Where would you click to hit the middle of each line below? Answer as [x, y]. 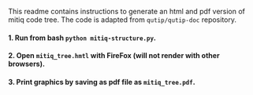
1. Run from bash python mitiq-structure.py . [82, 38]
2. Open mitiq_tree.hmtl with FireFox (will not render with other [114, 56]
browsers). [27, 64]
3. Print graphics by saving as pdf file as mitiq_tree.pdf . [102, 82]
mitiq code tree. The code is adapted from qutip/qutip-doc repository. [122, 20]
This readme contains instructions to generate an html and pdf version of [127, 11]
